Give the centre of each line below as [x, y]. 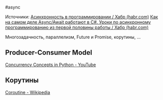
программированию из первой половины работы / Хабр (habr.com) [77, 27]
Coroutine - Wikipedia [28, 92]
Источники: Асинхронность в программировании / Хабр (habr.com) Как [82, 17]
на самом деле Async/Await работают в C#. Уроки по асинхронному [78, 22]
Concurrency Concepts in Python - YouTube [51, 65]
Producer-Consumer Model [49, 52]
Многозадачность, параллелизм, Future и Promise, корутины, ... [73, 37]
